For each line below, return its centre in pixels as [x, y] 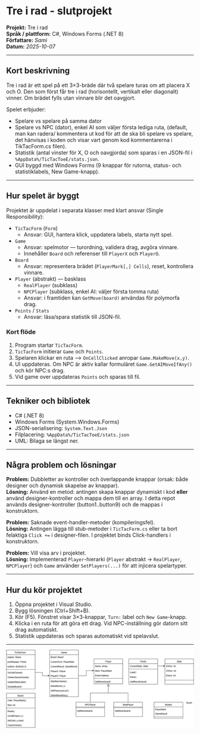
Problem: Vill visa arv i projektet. [46, 553]
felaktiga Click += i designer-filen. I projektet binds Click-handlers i [89, 535]
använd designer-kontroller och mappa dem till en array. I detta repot [91, 498]
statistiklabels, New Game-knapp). [57, 172]
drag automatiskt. [36, 630]
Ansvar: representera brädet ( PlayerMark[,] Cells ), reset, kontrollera [108, 266]
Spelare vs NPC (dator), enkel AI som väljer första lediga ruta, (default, [101, 127]
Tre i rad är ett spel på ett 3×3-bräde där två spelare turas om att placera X [98, 85]
